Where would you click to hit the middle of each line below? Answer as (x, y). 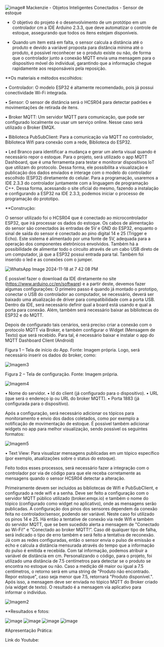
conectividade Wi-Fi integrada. (36, 93)
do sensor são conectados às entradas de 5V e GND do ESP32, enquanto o (81, 228)
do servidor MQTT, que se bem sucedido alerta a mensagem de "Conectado (82, 524)
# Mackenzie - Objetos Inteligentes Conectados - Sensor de (83, 8)
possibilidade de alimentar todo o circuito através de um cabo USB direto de (82, 249)
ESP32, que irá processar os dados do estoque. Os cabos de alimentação (79, 223)
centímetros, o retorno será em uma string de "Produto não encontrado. (78, 571)
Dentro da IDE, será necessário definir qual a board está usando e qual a (78, 305)
